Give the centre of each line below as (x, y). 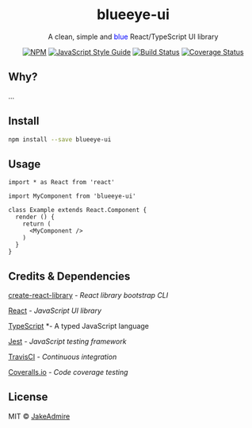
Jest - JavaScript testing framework (67, 341)
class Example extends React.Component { (78, 210)
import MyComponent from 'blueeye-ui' (72, 196)
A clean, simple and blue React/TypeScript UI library (133, 37)
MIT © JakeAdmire (39, 416)
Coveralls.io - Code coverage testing (68, 372)
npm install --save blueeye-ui (60, 139)
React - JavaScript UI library (55, 310)
